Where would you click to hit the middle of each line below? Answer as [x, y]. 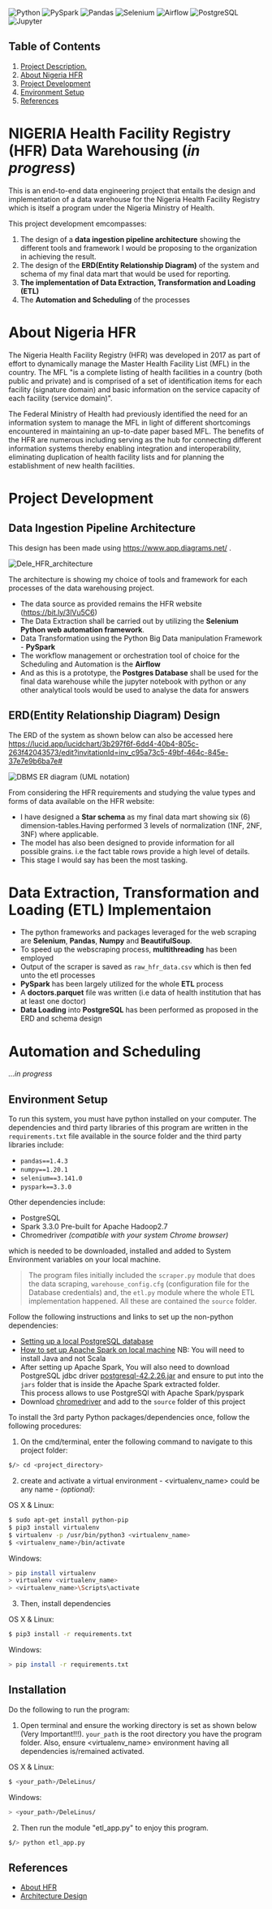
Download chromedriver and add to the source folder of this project [133, 1402]
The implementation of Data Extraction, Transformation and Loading [138, 282]
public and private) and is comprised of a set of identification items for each [135, 381]
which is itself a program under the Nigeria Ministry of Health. [112, 208]
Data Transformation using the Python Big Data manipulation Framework [141, 638]
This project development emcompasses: [78, 223]
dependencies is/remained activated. [82, 1751]
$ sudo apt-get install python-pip [69, 1520]
